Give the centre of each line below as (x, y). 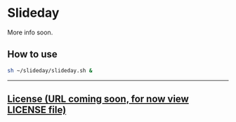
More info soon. (30, 32)
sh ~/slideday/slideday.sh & (50, 70)
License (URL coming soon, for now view (98, 99)
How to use (32, 54)
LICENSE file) (37, 110)
